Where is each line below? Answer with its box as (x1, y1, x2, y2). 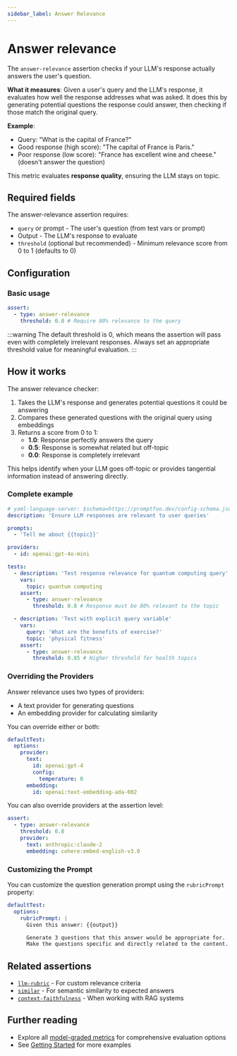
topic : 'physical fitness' (25, 635, 106, 642)
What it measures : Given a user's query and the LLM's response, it (7, 85, 203, 94)
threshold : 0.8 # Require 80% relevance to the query (20, 317, 181, 325)
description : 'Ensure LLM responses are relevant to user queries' (7, 512, 210, 519)
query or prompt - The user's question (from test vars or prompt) (17, 224, 206, 233)
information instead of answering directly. (7, 472, 128, 480)
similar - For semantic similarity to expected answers (17, 986, 175, 995)
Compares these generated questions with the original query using (17, 413, 212, 421)
